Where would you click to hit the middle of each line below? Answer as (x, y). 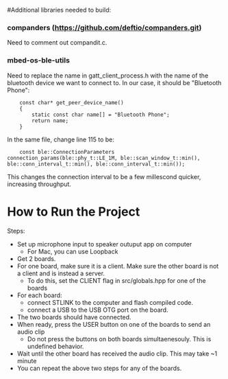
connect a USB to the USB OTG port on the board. (98, 310)
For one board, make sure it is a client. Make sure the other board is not (118, 266)
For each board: (40, 295)
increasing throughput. (39, 184)
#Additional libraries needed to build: (59, 10)
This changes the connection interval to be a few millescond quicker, (104, 176)
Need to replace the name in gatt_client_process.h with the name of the (108, 76)
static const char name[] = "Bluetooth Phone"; (101, 115)
